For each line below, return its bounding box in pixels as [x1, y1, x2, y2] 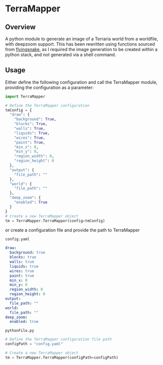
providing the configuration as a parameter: [5, 84, 94, 90]
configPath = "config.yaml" [5, 342, 63, 347]
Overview [5, 23, 36, 31]
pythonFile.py [5, 328, 35, 333]
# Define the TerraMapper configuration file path [5, 337, 112, 342]
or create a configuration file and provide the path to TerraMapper [5, 227, 140, 233]
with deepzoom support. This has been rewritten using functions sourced [5, 41, 155, 47]
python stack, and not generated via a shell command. [5, 52, 116, 58]
